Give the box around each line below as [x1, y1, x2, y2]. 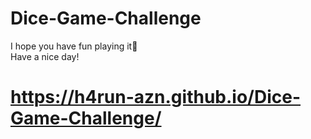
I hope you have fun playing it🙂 [10, 40, 138, 52]
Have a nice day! [10, 50, 80, 62]
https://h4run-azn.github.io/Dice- [10, 86, 302, 109]
